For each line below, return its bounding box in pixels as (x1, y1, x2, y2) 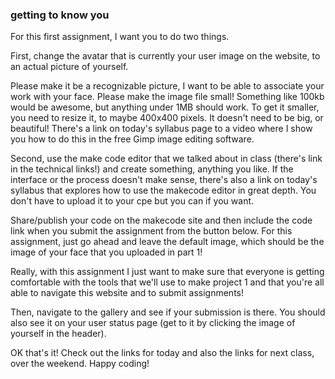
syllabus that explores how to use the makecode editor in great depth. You (10, 184, 317, 197)
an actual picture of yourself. (10, 61, 129, 73)
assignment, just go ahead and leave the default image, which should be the (10, 236, 325, 248)
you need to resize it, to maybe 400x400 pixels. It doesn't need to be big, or (10, 112, 324, 124)
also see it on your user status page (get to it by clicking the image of (10, 317, 296, 329)
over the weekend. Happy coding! (10, 358, 150, 370)
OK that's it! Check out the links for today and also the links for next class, (10, 347, 315, 359)
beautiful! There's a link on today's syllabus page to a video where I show (10, 123, 313, 135)
